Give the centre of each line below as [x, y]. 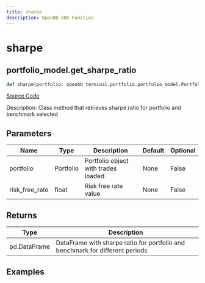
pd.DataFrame [30, 246]
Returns [22, 215]
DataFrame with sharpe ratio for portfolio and [120, 243]
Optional [183, 151]
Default [153, 151]
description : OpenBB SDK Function [50, 18]
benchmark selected [32, 114]
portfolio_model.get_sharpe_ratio [71, 70]
